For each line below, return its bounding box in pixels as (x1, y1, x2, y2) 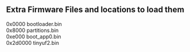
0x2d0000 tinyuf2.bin (6, 39, 60, 46)
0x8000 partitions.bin (6, 27, 59, 34)
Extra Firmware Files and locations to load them (6, 5, 185, 15)
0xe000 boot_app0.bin (6, 32, 61, 40)
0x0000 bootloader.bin (6, 20, 62, 27)
